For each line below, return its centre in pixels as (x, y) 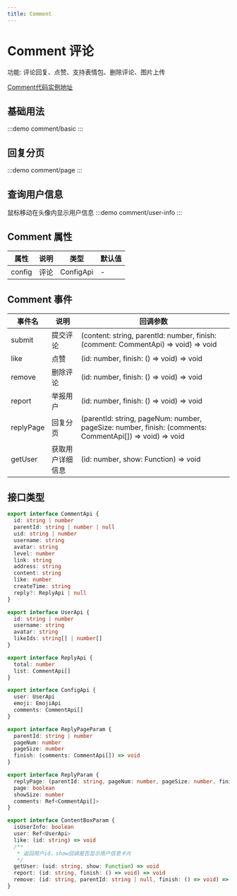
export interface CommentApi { (53, 514)
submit (22, 340)
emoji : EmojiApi (37, 704)
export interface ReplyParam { (53, 775)
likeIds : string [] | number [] (58, 639)
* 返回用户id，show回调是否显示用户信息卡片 (74, 853)
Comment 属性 (40, 237)
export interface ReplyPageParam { (60, 729)
